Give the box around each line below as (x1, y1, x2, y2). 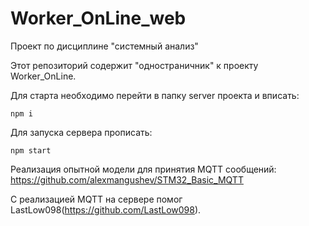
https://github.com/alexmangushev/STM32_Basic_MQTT (10, 173, 244, 186)
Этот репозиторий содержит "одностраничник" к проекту (10, 59, 259, 71)
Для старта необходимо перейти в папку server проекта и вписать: (10, 89, 300, 101)
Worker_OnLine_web (10, 7, 187, 30)
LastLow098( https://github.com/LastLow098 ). (10, 203, 202, 216)
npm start (10, 145, 52, 156)
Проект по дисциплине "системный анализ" (10, 40, 199, 52)
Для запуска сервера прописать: (10, 126, 153, 138)
